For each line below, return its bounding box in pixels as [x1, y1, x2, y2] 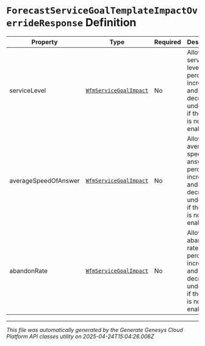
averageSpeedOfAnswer [9, 176, 81, 185]
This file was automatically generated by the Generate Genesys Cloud [6, 326, 183, 333]
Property [31, 37, 58, 46]
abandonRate [9, 267, 48, 275]
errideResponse [6, 18, 84, 29]
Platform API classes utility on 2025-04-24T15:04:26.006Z [6, 333, 154, 340]
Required [154, 37, 181, 46]
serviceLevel [9, 86, 46, 95]
